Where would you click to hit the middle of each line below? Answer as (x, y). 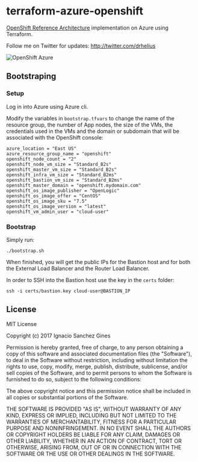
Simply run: (20, 239)
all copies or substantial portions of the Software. (67, 397)
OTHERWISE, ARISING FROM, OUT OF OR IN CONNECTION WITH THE (94, 447)
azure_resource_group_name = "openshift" (59, 154)
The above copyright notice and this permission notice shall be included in (98, 391)
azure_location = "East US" (42, 149)
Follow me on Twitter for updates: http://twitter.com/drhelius (81, 46)
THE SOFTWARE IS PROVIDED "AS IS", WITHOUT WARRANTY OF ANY (94, 409)
